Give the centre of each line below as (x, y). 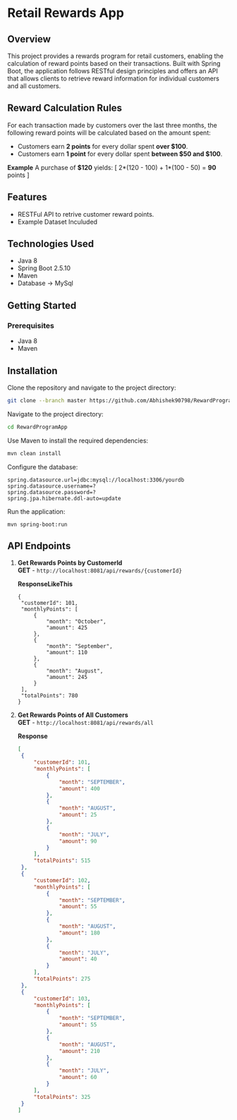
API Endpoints (39, 546)
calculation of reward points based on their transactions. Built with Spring (114, 64)
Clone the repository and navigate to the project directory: (92, 387)
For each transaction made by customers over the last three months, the (112, 125)
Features (27, 197)
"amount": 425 (67, 628)
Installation (32, 371)
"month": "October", (77, 622)
